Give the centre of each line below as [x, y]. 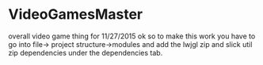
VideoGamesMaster [76, 14]
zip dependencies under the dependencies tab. [86, 52]
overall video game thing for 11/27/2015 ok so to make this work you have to [132, 36]
